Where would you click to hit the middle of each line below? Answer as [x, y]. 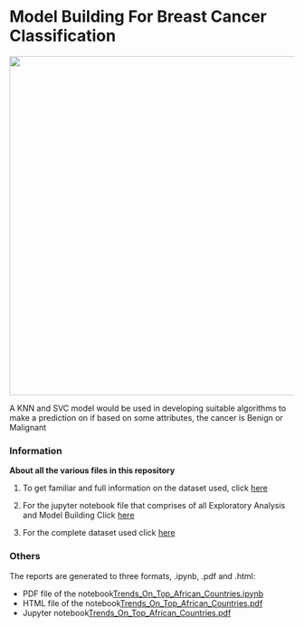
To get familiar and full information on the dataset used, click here [145, 488]
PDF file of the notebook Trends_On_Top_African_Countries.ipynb [143, 594]
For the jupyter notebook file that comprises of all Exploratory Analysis [154, 506]
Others [25, 556]
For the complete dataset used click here [99, 533]
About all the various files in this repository [92, 470]
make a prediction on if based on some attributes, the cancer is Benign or [146, 417]
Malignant [28, 427]
